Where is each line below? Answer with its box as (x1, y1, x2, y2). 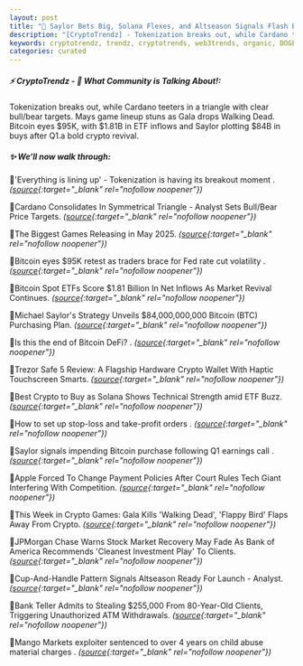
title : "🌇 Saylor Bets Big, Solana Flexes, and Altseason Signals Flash (9, 22, 289, 31)
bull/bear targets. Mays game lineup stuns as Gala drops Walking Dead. (9, 111, 275, 122)
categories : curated (9, 47, 87, 56)
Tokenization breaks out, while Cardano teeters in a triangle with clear (9, 101, 269, 113)
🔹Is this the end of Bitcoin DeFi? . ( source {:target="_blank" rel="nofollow (9, 337, 280, 348)
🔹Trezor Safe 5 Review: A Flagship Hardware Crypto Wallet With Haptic (9, 364, 274, 375)
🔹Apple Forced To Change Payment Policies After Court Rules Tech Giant (9, 473, 281, 483)
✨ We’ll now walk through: (9, 151, 111, 162)
